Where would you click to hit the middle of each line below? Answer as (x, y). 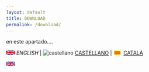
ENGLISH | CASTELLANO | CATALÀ (79, 53)
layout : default (26, 12)
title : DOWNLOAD (26, 18)
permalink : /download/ (34, 24)
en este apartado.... (30, 42)
